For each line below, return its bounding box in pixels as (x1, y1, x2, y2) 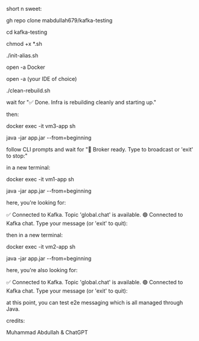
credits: (6, 317, 25, 324)
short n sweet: (6, 5, 42, 12)
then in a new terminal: (6, 232, 63, 238)
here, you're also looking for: (6, 267, 78, 273)
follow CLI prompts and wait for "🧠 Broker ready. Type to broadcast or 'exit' (6, 146, 194, 153)
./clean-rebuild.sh (6, 87, 51, 94)
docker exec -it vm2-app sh (6, 243, 76, 250)
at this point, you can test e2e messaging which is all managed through (6, 299, 183, 306)
